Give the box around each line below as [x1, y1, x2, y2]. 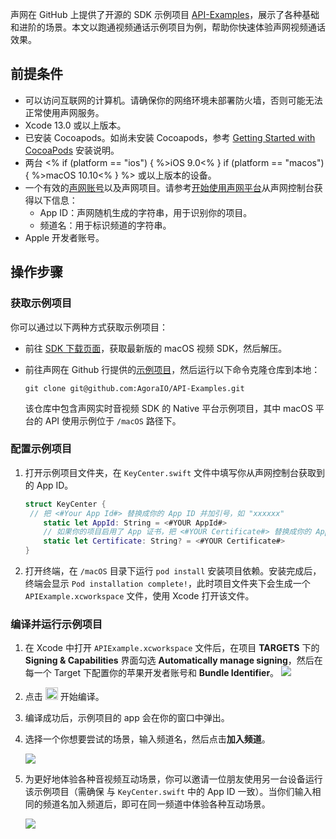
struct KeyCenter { [24, 499, 107, 509]
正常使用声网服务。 [24, 106, 105, 118]
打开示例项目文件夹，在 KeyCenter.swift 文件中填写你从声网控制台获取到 [24, 466, 326, 478]
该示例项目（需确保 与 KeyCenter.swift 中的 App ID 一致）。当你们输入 [24, 786, 313, 798]
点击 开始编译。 [24, 691, 105, 703]
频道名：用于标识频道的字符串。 [39, 219, 172, 231]
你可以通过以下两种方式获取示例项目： [10, 321, 168, 333]
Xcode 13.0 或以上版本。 [24, 119, 127, 131]
